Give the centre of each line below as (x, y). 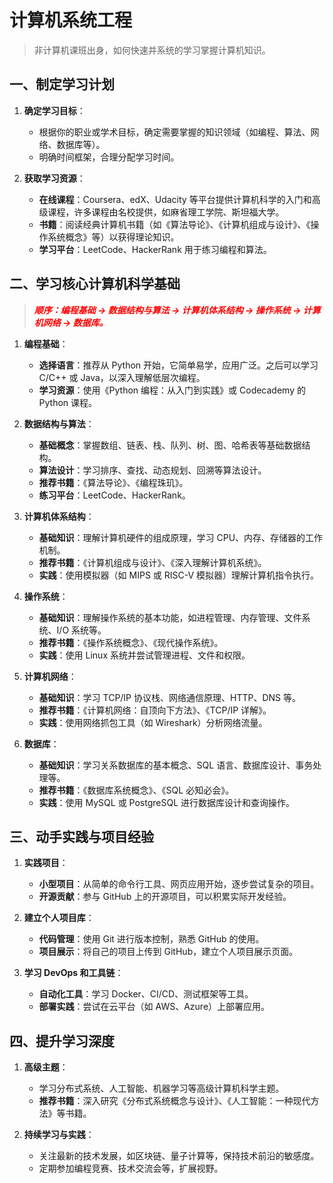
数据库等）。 (81, 144)
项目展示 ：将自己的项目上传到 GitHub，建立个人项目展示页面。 (168, 952)
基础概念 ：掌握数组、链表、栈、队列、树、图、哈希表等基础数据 (170, 445)
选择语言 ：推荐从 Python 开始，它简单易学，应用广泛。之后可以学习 (178, 365)
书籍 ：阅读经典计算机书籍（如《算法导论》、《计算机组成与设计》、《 (174, 224)
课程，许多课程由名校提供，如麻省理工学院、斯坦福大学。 (166, 212)
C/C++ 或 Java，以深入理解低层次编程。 (122, 377)
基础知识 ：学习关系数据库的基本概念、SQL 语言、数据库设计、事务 (176, 765)
